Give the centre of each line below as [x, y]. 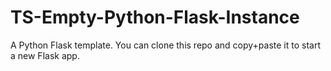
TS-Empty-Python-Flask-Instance [155, 17]
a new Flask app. [45, 55]
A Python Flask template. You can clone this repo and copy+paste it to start [166, 45]
